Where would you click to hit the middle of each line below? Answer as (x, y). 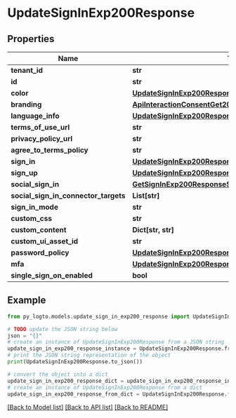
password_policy (40, 252)
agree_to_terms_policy (50, 150)
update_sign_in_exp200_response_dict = (66, 381)
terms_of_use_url (40, 127)
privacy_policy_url (42, 139)
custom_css (32, 218)
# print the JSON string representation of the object (89, 356)
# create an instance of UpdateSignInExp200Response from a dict (105, 387)
